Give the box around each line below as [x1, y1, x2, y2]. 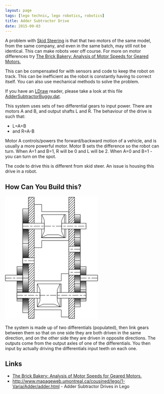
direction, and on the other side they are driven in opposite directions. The [5, 335, 156, 341]
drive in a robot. [5, 168, 37, 175]
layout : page [5, 8, 32, 13]
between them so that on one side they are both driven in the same [5, 330, 141, 336]
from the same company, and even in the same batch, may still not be [5, 43, 146, 49]
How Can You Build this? [5, 182, 82, 191]
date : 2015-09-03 [5, 24, 41, 29]
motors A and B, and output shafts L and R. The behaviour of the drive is [5, 108, 152, 114]
